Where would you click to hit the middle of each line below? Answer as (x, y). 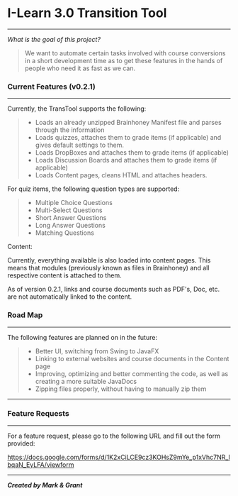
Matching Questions (64, 233)
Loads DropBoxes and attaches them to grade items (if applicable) (132, 153)
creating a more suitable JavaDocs (86, 381)
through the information (70, 130)
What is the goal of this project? (54, 39)
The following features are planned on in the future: (83, 337)
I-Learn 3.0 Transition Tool (87, 13)
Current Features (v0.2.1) (51, 87)
